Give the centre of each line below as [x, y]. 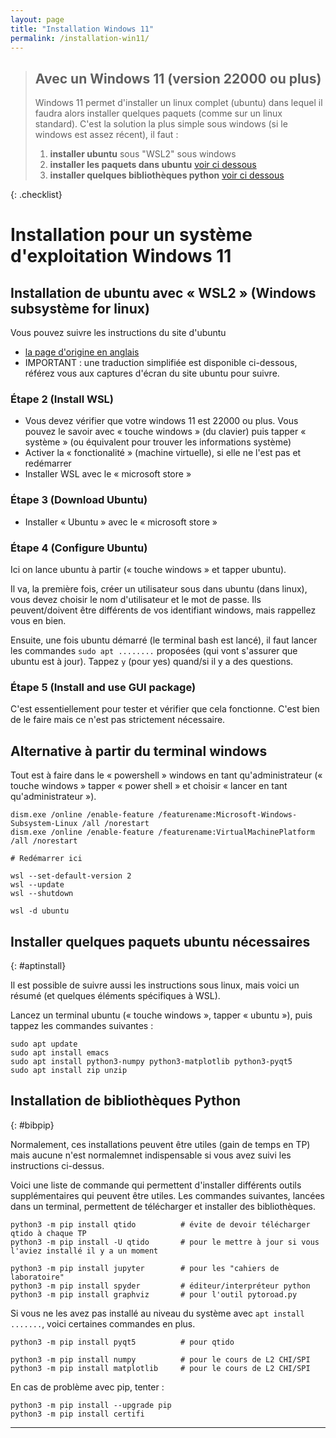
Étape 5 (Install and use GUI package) [103, 687]
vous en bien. [38, 621]
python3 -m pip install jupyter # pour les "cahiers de [145, 1268]
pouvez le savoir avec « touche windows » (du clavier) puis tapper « [165, 432]
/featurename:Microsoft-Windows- [228, 815]
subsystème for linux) [80, 308]
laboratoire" [37, 1277]
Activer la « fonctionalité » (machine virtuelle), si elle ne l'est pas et [163, 453]
